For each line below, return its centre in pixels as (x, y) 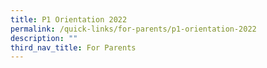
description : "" (44, 38)
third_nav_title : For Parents (73, 47)
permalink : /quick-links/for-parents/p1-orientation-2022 (133, 29)
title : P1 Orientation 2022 (69, 19)
